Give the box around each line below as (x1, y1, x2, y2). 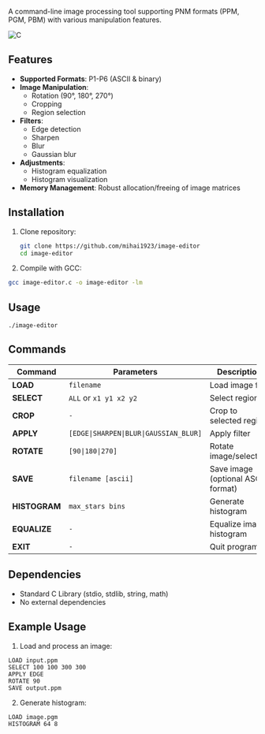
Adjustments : (19, 158, 65, 167)
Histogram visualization (31, 174, 108, 184)
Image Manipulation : (19, 82, 89, 91)
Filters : (19, 116, 43, 125)
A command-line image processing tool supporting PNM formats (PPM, (8, 7, 240, 16)
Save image (209, 463, 254, 474)
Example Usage (8, 620, 87, 634)
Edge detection (31, 124, 81, 133)
